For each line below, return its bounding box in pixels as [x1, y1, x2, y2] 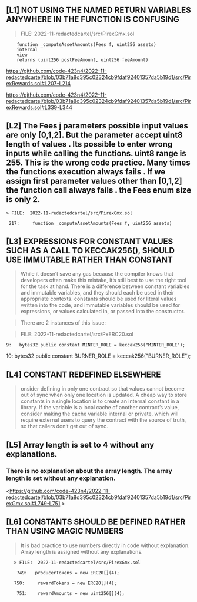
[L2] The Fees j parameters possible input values [6, 121, 188, 131]
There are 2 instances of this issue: [20, 319, 106, 326]
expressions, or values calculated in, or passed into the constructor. [20, 308, 185, 315]
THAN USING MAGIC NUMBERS [6, 526, 124, 536]
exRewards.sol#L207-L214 [6, 80, 71, 87]
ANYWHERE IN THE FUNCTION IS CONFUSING [6, 15, 179, 25]
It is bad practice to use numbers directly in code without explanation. [20, 542, 190, 549]
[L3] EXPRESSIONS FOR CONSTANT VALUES [6, 236, 173, 247]
